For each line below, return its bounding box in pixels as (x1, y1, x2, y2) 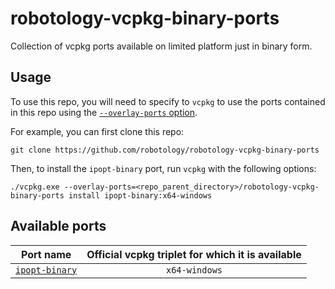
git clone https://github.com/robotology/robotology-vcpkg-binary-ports (10, 145, 320, 155)
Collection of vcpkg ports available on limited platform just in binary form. (10, 40, 313, 52)
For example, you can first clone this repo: (10, 125, 185, 137)
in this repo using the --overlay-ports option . (10, 106, 198, 118)
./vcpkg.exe (10, 182, 60, 192)
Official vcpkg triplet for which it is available (86, 247, 302, 261)
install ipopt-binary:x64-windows (68, 190, 213, 201)
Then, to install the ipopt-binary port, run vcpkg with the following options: (10, 162, 317, 174)
